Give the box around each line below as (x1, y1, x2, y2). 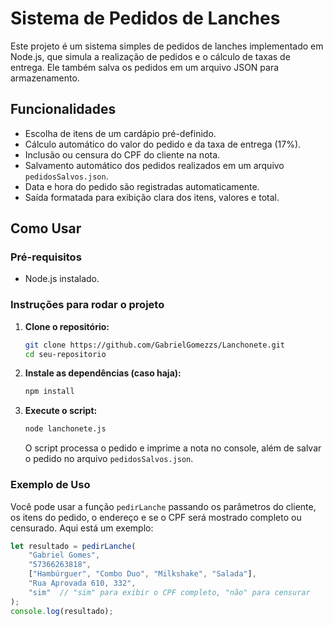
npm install (24, 387, 75, 397)
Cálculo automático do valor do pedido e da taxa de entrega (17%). (24, 138, 302, 150)
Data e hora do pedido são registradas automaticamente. (24, 180, 260, 192)
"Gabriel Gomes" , (28, 550, 101, 561)
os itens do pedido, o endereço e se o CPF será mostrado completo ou (10, 511, 302, 523)
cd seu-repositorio (24, 349, 107, 359)
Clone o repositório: (24, 320, 110, 332)
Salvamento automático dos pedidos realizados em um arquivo (24, 159, 285, 171)
